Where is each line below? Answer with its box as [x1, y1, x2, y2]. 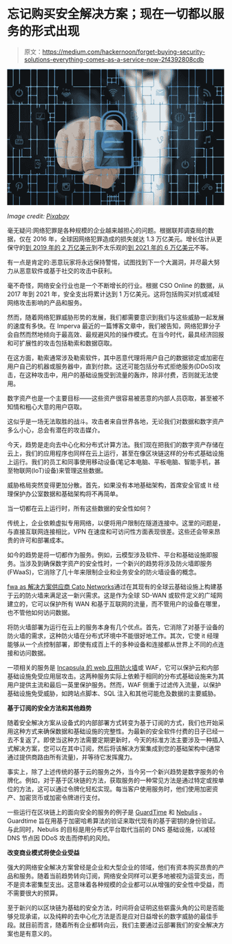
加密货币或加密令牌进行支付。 [19, 793, 104, 801]
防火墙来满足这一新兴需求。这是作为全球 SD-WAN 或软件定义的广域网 [25, 591, 222, 599]
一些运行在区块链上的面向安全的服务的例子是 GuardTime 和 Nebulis [7, 808, 198, 816]
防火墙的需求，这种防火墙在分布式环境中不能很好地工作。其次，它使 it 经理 [7, 631, 219, 640]
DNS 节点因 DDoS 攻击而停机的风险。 [7, 834, 114, 842]
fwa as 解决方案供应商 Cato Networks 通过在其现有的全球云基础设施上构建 [7, 583, 217, 591]
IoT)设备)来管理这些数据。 [33, 466, 107, 474]
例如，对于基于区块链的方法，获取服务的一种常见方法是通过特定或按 [25, 776, 218, 784]
